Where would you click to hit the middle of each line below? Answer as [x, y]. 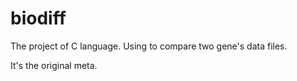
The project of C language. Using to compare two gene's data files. [149, 46]
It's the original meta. [54, 65]
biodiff [38, 18]
